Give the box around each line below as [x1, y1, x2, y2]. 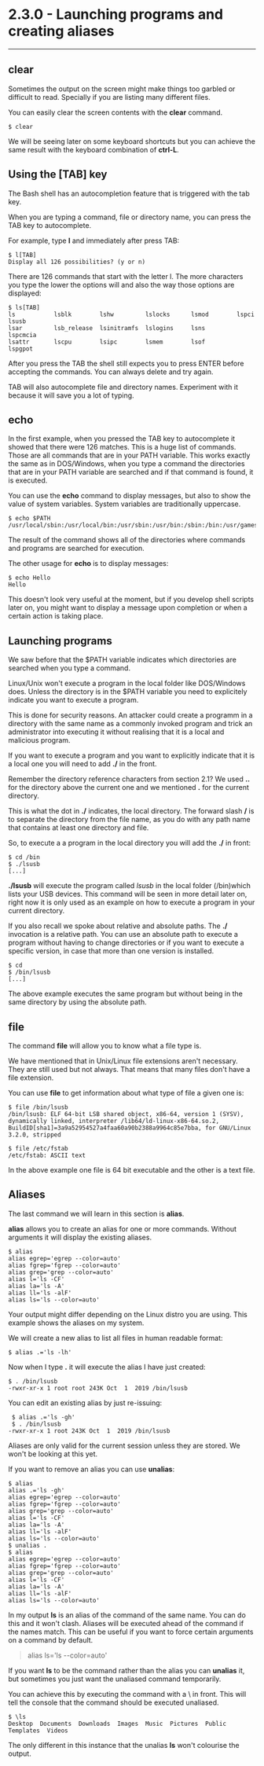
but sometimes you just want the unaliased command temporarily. [8, 1674, 222, 1683]
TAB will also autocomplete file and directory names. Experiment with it [8, 382, 238, 391]
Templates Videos [8, 1727, 68, 1735]
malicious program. [8, 736, 71, 745]
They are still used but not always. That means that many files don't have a [8, 1065, 251, 1074]
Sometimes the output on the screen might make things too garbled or [8, 84, 236, 94]
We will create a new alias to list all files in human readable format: [8, 1333, 223, 1342]
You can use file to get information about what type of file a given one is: [8, 1089, 244, 1097]
